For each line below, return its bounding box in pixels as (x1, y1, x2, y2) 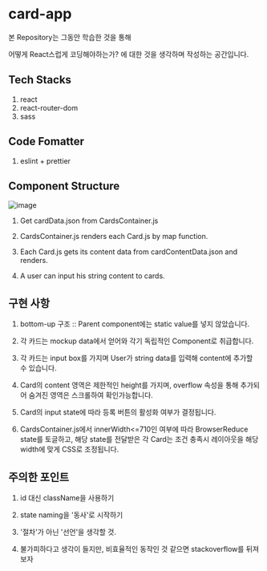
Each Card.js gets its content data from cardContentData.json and (19, 247, 238, 257)
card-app (8, 5, 72, 23)
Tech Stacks (8, 73, 72, 87)
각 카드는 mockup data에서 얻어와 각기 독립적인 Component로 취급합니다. (19, 336, 254, 346)
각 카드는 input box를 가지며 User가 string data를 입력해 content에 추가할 (19, 354, 253, 363)
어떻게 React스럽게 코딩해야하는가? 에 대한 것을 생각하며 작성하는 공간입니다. (8, 49, 249, 59)
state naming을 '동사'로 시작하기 (19, 510, 123, 520)
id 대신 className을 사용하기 (19, 493, 115, 502)
